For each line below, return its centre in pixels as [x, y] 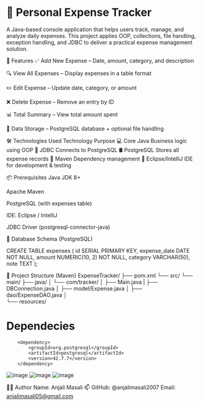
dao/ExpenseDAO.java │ [37, 295]
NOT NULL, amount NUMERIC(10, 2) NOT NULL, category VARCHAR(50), [98, 257]
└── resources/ [27, 301]
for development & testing [39, 165]
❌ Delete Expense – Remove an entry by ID [60, 102]
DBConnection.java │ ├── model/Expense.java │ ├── [74, 288]
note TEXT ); [22, 263]
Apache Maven [25, 191]
